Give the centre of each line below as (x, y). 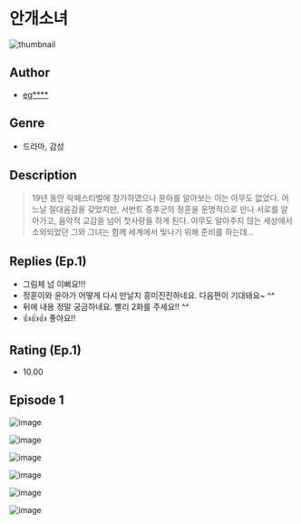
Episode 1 (37, 400)
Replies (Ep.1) (48, 261)
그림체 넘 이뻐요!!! (54, 284)
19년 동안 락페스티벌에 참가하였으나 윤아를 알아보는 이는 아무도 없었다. (155, 198)
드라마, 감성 (44, 146)
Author (29, 73)
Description (43, 175)
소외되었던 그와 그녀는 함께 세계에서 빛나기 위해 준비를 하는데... (143, 232)
